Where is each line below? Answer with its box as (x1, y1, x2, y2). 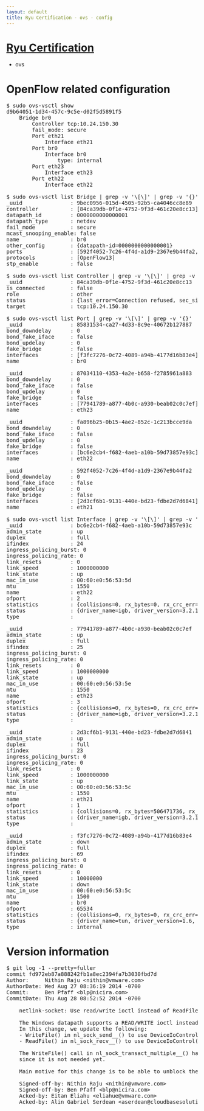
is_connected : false (6, 285, 93, 292)
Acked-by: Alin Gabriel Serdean (19, 1099, 115, 1106)
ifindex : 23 (6, 747, 84, 754)
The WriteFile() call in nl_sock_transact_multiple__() (19, 1050, 189, 1057)
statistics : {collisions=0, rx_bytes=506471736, (6, 808, 186, 815)
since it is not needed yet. (19, 1056, 106, 1063)
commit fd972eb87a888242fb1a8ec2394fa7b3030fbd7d (6, 971, 157, 978)
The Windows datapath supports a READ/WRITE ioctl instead (19, 1020, 199, 1026)
